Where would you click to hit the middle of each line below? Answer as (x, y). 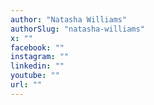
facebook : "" (37, 47)
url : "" (26, 85)
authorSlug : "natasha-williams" (77, 29)
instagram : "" (40, 57)
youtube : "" (35, 76)
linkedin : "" (37, 66)
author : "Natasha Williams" (69, 19)
